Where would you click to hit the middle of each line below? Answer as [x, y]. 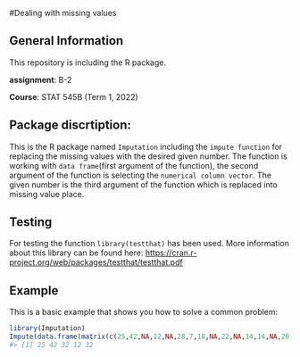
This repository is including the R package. [88, 62]
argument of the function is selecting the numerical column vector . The [141, 175]
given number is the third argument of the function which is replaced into [144, 184]
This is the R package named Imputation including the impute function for [146, 146]
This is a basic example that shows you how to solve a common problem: [144, 312]
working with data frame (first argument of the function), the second [134, 165]
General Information [67, 41]
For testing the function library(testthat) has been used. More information [150, 244]
